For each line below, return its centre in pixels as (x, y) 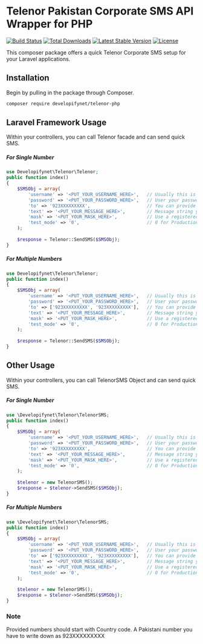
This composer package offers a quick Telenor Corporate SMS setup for (96, 52)
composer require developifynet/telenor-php (63, 103)
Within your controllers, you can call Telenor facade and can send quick (96, 137)
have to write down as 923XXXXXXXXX (56, 636)
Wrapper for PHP (50, 24)
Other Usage (31, 365)
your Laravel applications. (38, 59)
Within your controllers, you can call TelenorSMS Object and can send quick (101, 380)
